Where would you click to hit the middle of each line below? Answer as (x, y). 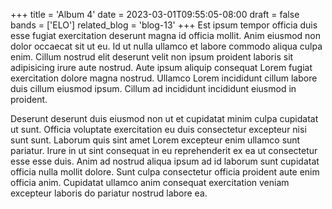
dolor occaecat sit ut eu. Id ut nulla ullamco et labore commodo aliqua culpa (166, 46)
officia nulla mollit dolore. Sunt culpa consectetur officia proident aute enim (165, 172)
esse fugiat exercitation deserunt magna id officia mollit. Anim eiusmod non (166, 35)
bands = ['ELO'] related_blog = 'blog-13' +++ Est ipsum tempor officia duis (164, 25)
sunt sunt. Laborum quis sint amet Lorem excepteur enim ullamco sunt (155, 140)
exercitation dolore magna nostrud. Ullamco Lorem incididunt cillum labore (164, 78)
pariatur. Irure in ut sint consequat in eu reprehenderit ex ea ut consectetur (164, 150)
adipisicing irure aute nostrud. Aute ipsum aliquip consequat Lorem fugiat (161, 67)
